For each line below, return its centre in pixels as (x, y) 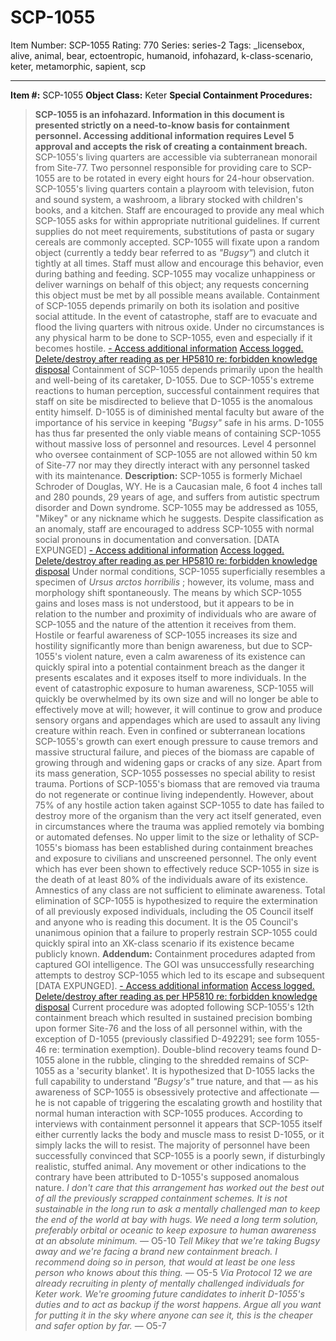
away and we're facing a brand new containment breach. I (156, 1251)
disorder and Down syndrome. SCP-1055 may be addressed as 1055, (176, 507)
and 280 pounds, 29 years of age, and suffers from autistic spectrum (177, 497)
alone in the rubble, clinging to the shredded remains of (171, 1060)
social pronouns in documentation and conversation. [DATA (157, 539)
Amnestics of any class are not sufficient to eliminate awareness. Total (180, 890)
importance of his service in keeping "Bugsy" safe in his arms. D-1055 (179, 422)
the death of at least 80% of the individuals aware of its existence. (171, 879)
